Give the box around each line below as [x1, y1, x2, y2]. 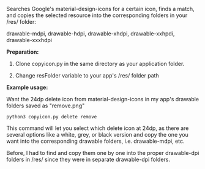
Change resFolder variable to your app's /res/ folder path [15, 72, 159, 79]
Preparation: [6, 48, 39, 56]
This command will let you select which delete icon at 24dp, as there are [6, 124, 189, 132]
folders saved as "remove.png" [6, 102, 85, 109]
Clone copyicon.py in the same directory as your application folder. [15, 60, 185, 67]
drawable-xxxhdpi [6, 37, 53, 43]
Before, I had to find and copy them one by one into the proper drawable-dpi [6, 149, 199, 156]
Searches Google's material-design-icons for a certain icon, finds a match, [6, 5, 195, 12]
